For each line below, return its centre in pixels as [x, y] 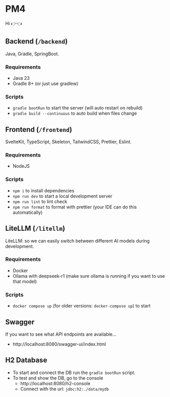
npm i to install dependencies [44, 190]
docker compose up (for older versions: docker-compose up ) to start [81, 306]
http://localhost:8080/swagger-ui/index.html [59, 344]
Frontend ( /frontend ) [39, 129]
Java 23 [21, 78]
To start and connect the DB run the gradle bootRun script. [74, 372]
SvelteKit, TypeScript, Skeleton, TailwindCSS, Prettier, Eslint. [68, 142]
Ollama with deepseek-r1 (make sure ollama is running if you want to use [89, 276]
